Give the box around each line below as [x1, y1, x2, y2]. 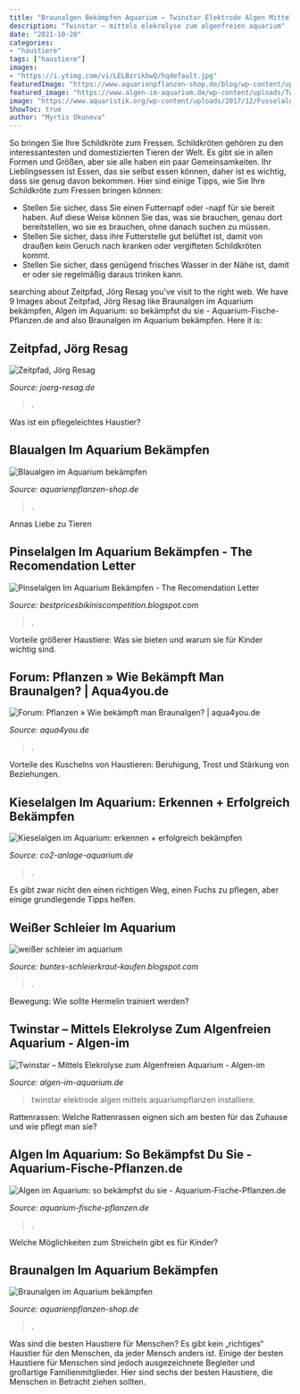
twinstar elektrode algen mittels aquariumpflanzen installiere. [30, 1094, 256, 1105]
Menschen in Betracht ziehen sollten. [9, 1376, 146, 1388]
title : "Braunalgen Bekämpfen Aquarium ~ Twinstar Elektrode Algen [9, 13, 266, 22]
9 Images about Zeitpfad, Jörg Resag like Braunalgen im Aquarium [9, 296, 254, 307]
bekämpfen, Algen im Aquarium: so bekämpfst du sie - [9, 305, 211, 316]
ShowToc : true [9, 105, 62, 114]
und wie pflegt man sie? [9, 1121, 97, 1132]
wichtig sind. [9, 644, 56, 654]
